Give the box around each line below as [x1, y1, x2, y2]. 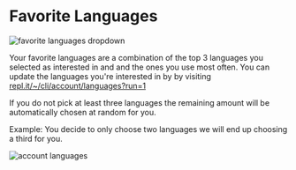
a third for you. [9, 133, 64, 144]
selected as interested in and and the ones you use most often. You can [9, 62, 270, 72]
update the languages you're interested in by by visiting [9, 70, 212, 81]
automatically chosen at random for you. [9, 107, 156, 117]
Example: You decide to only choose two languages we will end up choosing [9, 123, 288, 134]
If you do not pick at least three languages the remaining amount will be [9, 97, 270, 107]
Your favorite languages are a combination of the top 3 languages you [9, 52, 263, 63]
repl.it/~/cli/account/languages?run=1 [9, 80, 147, 91]
